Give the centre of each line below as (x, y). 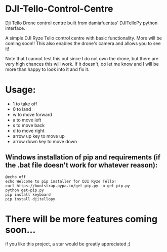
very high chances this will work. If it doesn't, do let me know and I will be (82, 64)
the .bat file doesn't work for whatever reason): (81, 165)
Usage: (21, 90)
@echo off (16, 177)
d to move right (28, 131)
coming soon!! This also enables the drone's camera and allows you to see (83, 43)
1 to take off (25, 104)
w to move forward (32, 114)
